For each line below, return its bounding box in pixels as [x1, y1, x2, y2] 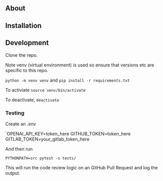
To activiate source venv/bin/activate [5, 87, 86, 93]
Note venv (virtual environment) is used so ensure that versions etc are [5, 62, 154, 68]
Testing [5, 109, 24, 116]
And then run [5, 146, 33, 152]
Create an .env [5, 121, 37, 127]
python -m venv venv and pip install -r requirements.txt [5, 77, 130, 83]
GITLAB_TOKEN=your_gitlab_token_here [5, 136, 90, 142]
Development [5, 39, 49, 47]
